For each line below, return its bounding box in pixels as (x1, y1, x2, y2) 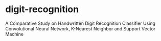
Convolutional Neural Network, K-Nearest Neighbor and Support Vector (5, 25, 156, 31)
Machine (5, 31, 24, 37)
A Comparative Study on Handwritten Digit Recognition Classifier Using (5, 20, 156, 26)
